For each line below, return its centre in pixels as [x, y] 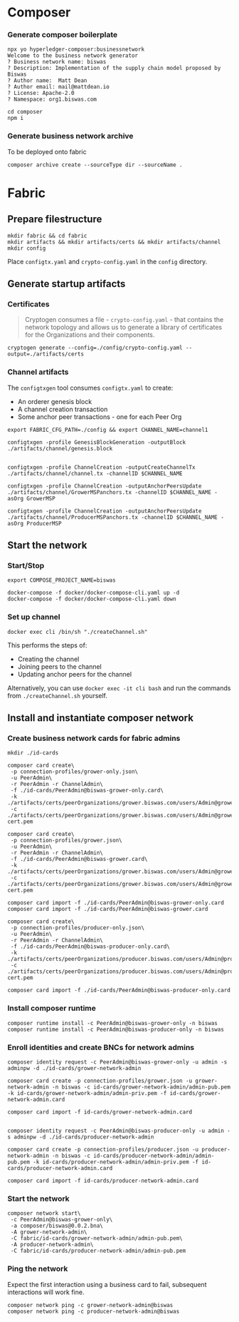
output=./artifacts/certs [46, 354]
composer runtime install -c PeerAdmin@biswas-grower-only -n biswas [113, 1023]
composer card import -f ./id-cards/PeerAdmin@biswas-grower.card [108, 909]
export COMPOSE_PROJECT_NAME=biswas [62, 580]
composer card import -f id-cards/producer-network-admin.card [103, 1181]
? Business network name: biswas [57, 62]
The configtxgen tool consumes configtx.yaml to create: [90, 388]
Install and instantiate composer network [101, 718]
